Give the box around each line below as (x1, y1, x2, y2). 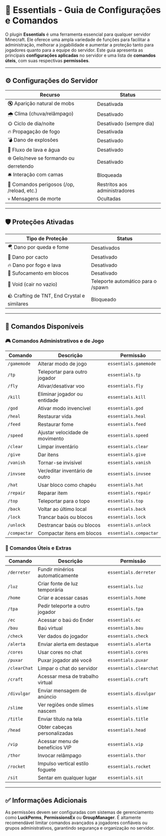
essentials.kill (108, 394, 146, 400)
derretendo (7, 163, 34, 170)
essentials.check (108, 633, 149, 639)
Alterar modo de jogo (38, 361, 87, 368)
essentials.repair (108, 490, 151, 496)
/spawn (91, 284, 109, 291)
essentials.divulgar (108, 691, 156, 697)
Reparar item (38, 490, 68, 497)
